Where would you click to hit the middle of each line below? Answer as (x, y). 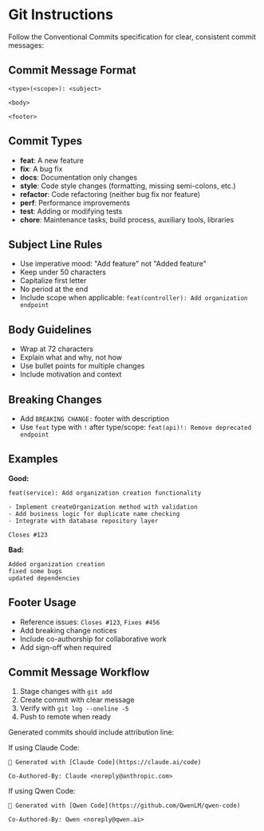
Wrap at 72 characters (57, 349)
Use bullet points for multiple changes (82, 366)
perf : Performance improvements (75, 203)
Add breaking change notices (68, 630)
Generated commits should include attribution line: (91, 732)
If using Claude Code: (44, 748)
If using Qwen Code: (42, 791)
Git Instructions (61, 15)
